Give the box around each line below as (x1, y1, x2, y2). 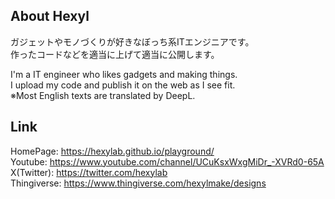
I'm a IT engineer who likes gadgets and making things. (10, 68, 238, 80)
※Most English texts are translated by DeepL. (10, 89, 196, 101)
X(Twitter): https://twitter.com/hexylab (10, 166, 168, 178)
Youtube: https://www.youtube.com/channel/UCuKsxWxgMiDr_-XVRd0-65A (10, 155, 325, 168)
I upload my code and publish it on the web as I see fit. (10, 79, 236, 91)
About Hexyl (10, 8, 90, 25)
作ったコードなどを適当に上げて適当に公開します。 (10, 48, 220, 60)
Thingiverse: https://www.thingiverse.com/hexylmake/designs (10, 177, 267, 189)
